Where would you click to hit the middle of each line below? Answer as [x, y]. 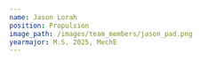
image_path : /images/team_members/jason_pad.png [101, 34]
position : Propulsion [49, 26]
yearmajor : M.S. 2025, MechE [63, 42]
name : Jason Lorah [43, 17]
